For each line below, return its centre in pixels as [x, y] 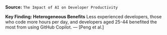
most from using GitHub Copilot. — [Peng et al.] [55, 27]
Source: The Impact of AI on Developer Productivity [62, 7]
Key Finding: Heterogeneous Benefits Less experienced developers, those [83, 17]
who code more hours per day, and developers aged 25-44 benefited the [81, 22]
